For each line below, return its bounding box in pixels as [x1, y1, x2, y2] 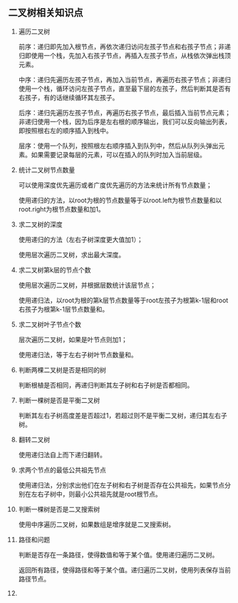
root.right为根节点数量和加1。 [18, 204, 105, 213]
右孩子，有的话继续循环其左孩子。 [18, 93, 119, 101]
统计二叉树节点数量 [18, 165, 76, 174]
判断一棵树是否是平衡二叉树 [18, 396, 100, 404]
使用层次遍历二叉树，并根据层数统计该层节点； [18, 281, 156, 289]
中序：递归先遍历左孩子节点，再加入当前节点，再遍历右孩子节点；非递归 [18, 75, 231, 84]
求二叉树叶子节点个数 [18, 320, 81, 329]
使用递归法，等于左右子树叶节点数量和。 [18, 350, 138, 359]
